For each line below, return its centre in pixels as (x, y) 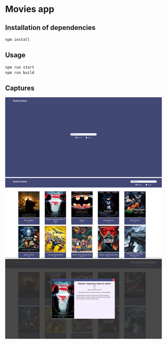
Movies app (30, 9)
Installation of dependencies (50, 28)
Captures (20, 88)
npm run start (20, 67)
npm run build (20, 73)
